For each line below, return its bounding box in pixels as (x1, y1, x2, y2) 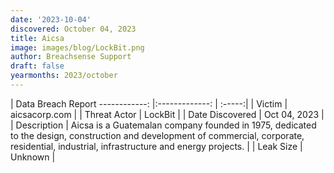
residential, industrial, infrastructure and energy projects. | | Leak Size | (10, 140, 303, 152)
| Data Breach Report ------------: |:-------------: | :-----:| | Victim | (10, 97, 288, 110)
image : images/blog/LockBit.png (10, 42, 145, 53)
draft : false (10, 61, 65, 71)
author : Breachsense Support (10, 52, 132, 62)
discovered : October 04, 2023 (10, 24, 137, 34)
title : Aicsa (10, 33, 65, 43)
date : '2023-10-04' (10, 14, 92, 25)
